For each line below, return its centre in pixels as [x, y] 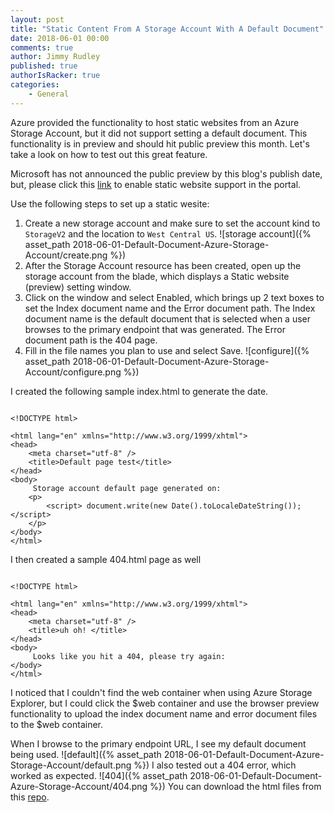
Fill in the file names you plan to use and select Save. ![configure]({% [167, 350]
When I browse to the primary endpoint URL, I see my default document [158, 743]
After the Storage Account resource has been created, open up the [163, 265]
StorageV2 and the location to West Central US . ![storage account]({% [168, 233]
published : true [44, 66]
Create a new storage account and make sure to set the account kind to [172, 223]
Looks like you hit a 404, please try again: [129, 656]
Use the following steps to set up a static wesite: [110, 203]
